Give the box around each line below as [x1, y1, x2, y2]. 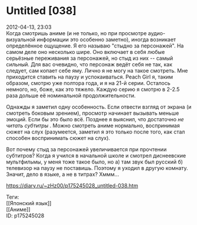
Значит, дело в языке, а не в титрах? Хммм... [6, 171, 119, 178]
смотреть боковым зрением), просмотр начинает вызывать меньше [6, 110, 179, 117]
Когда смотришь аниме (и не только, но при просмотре [6, 29, 147, 36]
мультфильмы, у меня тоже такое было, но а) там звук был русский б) [6, 158, 183, 165]
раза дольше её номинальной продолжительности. [6, 92, 136, 99]
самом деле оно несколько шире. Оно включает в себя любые [6, 48, 165, 55]
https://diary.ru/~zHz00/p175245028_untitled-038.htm [6, 182, 138, 189]
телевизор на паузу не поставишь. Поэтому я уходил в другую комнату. [6, 164, 188, 171]
